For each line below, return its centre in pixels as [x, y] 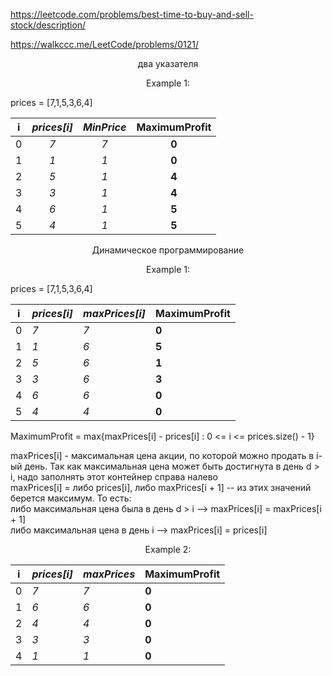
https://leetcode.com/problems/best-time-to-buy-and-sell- [132, 14]
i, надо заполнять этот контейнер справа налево [114, 477]
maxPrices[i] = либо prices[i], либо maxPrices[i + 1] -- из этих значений [161, 487]
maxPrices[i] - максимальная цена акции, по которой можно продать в [162, 455]
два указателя [168, 63]
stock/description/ [48, 25]
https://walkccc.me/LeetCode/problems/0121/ [104, 44]
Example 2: [168, 549]
